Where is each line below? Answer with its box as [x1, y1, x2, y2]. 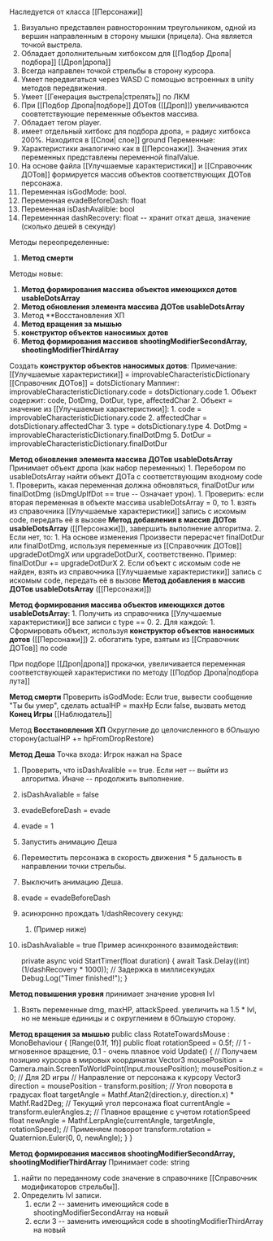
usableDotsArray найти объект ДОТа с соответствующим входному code [9, 472, 262, 481]
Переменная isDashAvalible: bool [20, 204, 135, 214]
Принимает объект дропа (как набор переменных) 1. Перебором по [9, 463, 246, 473]
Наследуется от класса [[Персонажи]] [9, 7, 143, 16]
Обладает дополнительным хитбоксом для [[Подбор [20, 49, 205, 58]
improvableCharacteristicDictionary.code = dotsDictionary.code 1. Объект [9, 387, 258, 396]
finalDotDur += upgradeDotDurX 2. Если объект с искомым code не [9, 558, 241, 568]
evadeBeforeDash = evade [20, 806, 110, 815]
